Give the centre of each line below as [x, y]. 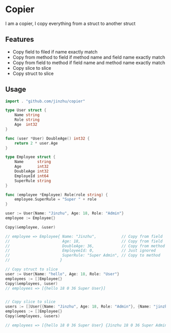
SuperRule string [33, 181]
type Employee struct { [31, 157]
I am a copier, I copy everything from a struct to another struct [70, 23]
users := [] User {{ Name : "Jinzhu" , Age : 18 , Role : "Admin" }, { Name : [78, 307]
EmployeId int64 [32, 176]
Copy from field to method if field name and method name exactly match [89, 63]
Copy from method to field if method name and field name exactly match [89, 57]
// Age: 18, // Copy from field [84, 241]
